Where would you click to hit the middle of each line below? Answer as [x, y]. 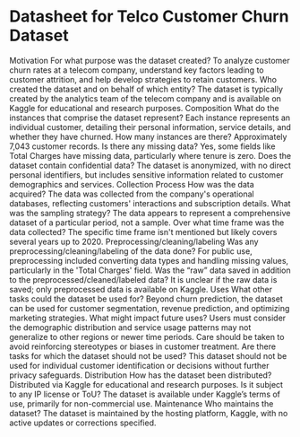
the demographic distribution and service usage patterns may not [130, 327]
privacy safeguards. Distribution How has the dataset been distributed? [141, 375]
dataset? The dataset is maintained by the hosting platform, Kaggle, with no [149, 413]
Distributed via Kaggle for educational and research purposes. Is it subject [146, 384]
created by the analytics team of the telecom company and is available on [146, 98]
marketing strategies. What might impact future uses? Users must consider [148, 318]
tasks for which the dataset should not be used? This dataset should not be [148, 355]
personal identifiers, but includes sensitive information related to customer [146, 175]
